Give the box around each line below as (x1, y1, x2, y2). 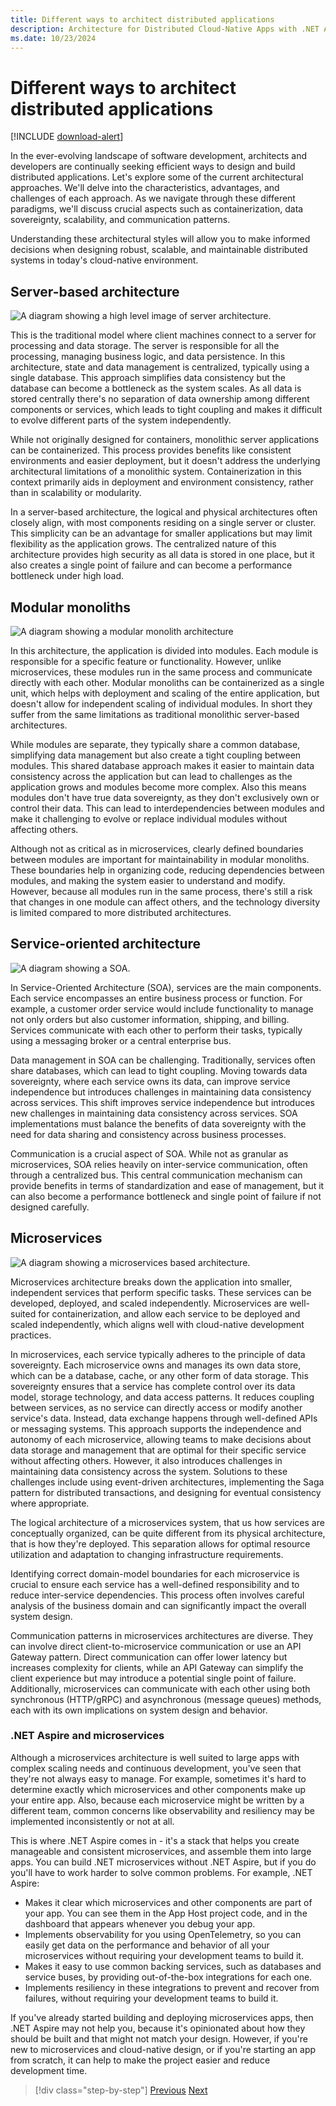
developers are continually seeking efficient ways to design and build (10, 161, 296, 173)
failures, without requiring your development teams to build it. (24, 1992, 279, 2004)
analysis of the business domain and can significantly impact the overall (10, 1599, 307, 1611)
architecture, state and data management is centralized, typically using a (10, 361, 310, 373)
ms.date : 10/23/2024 (10, 33, 97, 43)
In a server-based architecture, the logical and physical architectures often (10, 506, 318, 518)
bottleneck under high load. (10, 570, 125, 582)
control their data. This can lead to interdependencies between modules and (10, 802, 325, 814)
